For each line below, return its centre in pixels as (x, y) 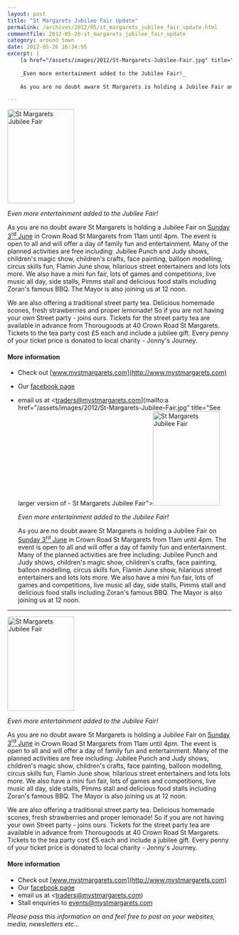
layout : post (27, 14)
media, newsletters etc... (43, 924)
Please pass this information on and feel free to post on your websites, (111, 916)
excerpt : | (23, 54)
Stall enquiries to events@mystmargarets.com (85, 902)
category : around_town (41, 41)
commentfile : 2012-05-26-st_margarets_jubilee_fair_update (97, 34)
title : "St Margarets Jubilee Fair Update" (73, 21)
